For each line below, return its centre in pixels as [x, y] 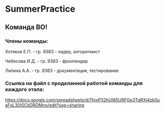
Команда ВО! [26, 27]
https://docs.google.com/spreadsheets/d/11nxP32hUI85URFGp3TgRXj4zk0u [82, 100]
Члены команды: [27, 41]
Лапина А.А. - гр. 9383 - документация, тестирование [62, 70]
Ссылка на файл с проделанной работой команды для [74, 83]
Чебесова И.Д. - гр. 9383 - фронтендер [47, 61]
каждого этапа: [25, 89]
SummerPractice [40, 9]
